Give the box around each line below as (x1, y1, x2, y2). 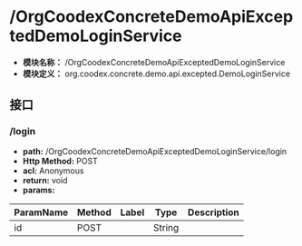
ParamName (14, 206, 69, 219)
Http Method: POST (22, 155, 98, 166)
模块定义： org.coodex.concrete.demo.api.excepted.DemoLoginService (22, 68, 291, 79)
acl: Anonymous (22, 165, 84, 176)
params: (22, 184, 55, 195)
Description (187, 206, 240, 219)
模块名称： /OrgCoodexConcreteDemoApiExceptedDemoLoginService (22, 56, 286, 67)
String (152, 221, 180, 233)
